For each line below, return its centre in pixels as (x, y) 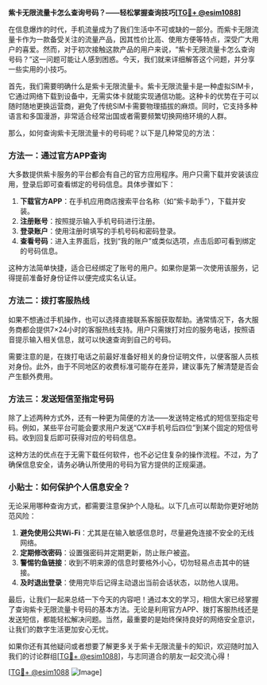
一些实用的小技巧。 (40, 69)
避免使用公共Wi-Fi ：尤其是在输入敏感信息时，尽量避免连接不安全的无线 (137, 533)
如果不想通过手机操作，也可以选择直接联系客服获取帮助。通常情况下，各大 (130, 319)
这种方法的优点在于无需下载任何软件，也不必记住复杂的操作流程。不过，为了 (133, 454)
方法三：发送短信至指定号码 (61, 399)
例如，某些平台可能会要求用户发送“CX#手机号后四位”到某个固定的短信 (137, 427)
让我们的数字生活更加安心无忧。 (60, 629)
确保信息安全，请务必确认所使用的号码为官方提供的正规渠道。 (109, 464)
